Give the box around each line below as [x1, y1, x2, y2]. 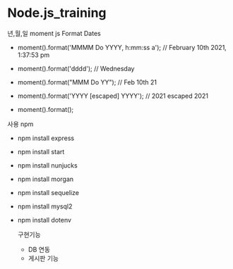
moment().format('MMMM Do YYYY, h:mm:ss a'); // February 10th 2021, [17, 43, 227, 51]
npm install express [17, 134, 75, 142]
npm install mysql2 [17, 202, 73, 211]
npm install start [17, 147, 65, 156]
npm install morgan [17, 175, 74, 183]
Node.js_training [7, 5, 107, 21]
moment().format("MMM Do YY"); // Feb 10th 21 [17, 77, 157, 86]
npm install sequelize [17, 188, 80, 196]
